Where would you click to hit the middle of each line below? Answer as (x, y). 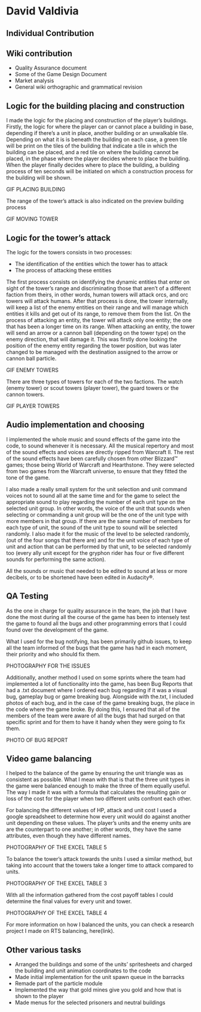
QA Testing (28, 596)
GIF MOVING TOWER (32, 219)
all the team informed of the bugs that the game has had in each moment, (97, 648)
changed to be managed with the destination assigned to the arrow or (92, 352)
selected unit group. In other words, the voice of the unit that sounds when (98, 508)
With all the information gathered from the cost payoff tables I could (90, 895)
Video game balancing (49, 759)
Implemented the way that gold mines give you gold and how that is (98, 990)
